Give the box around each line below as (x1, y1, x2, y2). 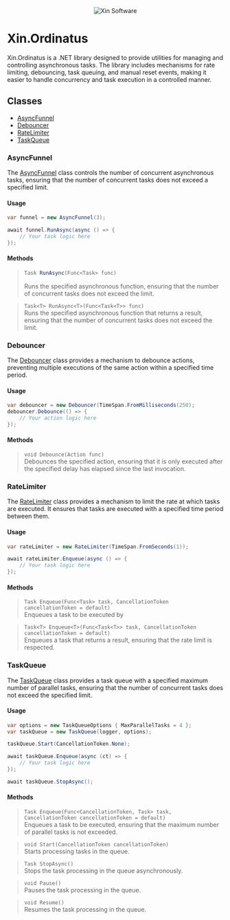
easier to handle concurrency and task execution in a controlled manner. (7, 75, 212, 83)
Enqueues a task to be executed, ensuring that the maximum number (23, 821, 220, 829)
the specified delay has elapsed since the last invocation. (23, 465, 186, 473)
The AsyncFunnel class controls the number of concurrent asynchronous (7, 169, 214, 177)
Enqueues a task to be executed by (23, 611, 124, 619)
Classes (7, 96, 43, 107)
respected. (23, 643, 55, 651)
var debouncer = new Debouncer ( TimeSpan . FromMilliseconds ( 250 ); (7, 402, 195, 409)
